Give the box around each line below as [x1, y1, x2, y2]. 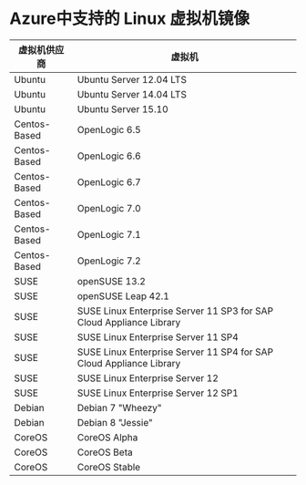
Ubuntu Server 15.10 [76, 102, 168, 115]
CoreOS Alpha [76, 430, 138, 443]
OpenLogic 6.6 [76, 150, 141, 162]
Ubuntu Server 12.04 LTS [76, 73, 187, 86]
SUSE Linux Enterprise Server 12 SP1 [76, 387, 239, 399]
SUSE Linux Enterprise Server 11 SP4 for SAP [76, 346, 274, 358]
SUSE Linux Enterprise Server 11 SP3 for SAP [76, 304, 274, 317]
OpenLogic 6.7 [76, 175, 141, 188]
